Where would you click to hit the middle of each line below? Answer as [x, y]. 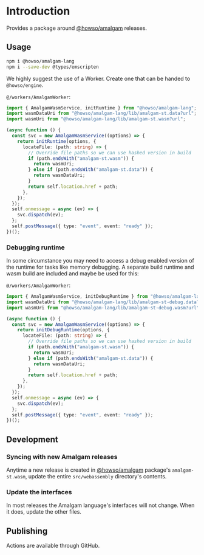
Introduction [38, 11]
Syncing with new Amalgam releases [62, 457]
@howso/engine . [25, 85]
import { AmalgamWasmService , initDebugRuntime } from [77, 297]
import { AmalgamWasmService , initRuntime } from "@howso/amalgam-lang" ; [102, 108]
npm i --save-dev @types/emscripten [53, 67]
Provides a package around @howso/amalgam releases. [77, 28]
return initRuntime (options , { [57, 141]
